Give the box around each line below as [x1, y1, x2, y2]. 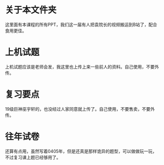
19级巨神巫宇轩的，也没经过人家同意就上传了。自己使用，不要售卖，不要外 [5, 106, 155, 112]
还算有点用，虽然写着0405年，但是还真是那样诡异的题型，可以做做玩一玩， [5, 148, 157, 154]
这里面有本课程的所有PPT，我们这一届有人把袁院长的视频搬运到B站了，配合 [5, 22, 158, 27]
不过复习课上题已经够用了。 [5, 154, 61, 160]
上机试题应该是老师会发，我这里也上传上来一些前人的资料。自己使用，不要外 [5, 64, 159, 70]
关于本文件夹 [5, 4, 57, 16]
